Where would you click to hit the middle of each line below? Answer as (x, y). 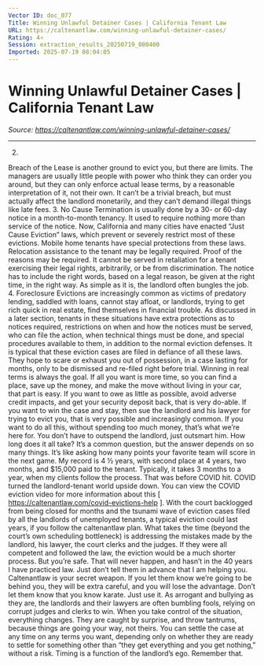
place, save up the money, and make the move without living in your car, (125, 385)
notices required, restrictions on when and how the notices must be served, (131, 326)
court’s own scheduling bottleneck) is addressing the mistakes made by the (130, 536)
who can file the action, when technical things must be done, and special (126, 335)
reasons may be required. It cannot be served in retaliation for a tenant (123, 259)
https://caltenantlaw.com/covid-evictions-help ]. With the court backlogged (130, 502)
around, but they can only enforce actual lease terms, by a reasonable (121, 184)
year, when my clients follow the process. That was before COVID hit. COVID (132, 477)
